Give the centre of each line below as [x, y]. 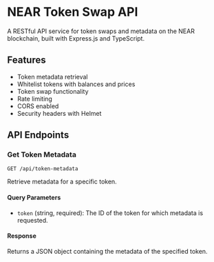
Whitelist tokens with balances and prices [76, 84]
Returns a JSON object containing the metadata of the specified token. [107, 251]
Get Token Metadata [42, 154]
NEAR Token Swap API [73, 12]
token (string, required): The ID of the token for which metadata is [110, 213]
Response [22, 236]
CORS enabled [38, 106]
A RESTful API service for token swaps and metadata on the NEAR [101, 31]
